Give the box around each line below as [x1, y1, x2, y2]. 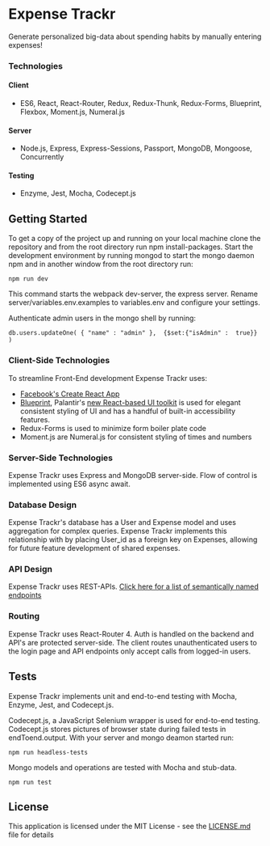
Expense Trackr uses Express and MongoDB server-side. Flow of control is [8, 470, 258, 480]
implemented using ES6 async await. [8, 479, 131, 489]
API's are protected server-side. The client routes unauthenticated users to [8, 637, 258, 647]
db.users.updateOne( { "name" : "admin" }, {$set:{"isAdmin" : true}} [8, 329, 258, 337]
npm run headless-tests [8, 748, 89, 756]
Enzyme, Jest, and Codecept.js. [8, 700, 114, 709]
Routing [8, 611, 40, 622]
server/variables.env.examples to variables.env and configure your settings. [8, 298, 260, 307]
